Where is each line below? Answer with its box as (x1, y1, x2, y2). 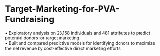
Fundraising (5, 14, 55, 25)
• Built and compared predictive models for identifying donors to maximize (5, 40, 155, 46)
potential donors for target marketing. (5, 35, 80, 41)
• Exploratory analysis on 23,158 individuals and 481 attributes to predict (5, 30, 150, 36)
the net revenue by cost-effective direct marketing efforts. (5, 45, 122, 51)
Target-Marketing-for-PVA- (5, 3, 120, 15)
